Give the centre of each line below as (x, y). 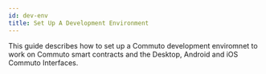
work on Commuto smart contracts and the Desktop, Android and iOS (123, 54)
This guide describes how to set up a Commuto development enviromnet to (133, 45)
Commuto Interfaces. (43, 62)
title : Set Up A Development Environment (79, 23)
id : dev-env (28, 16)
